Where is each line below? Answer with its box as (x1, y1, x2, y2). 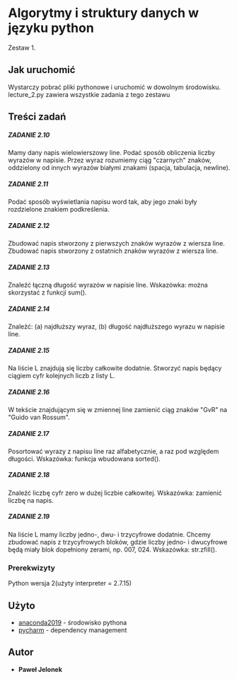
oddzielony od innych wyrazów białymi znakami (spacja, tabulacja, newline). (8, 164, 231, 172)
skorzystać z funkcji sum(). (8, 288, 87, 297)
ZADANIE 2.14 (8, 304, 50, 313)
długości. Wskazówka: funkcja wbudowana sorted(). (8, 455, 161, 463)
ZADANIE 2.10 (8, 130, 50, 139)
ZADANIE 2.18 (8, 471, 50, 479)
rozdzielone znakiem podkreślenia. (8, 205, 110, 214)
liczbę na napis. (8, 496, 54, 504)
